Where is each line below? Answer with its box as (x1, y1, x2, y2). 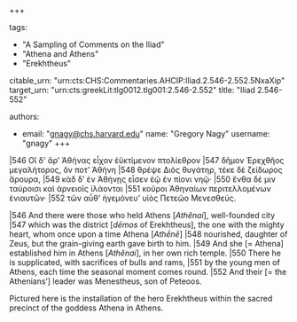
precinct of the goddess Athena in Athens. (9, 302, 164, 313)
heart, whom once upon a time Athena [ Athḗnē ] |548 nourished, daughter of (9, 229, 288, 240)
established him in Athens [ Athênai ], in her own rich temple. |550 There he (9, 247, 282, 258)
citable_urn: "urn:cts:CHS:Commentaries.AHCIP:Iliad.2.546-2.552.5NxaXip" (9, 75, 285, 85)
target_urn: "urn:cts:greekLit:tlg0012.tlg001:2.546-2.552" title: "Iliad (9, 85, 255, 95)
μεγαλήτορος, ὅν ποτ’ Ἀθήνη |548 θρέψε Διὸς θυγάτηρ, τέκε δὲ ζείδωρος (9, 165, 283, 175)
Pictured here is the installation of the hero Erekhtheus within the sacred (9, 294, 273, 303)
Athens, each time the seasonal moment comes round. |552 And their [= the (9, 267, 287, 277)
